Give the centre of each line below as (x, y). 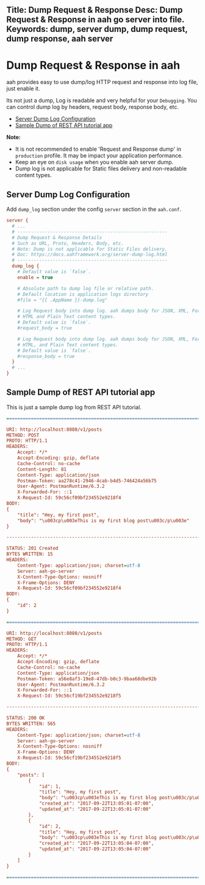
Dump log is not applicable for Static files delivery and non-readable (101, 169)
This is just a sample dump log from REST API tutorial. (74, 407)
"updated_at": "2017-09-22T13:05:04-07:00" (95, 849)
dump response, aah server (60, 39)
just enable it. (23, 89)
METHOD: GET (21, 639)
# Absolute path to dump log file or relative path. (86, 288)
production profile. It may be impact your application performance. (99, 156)
